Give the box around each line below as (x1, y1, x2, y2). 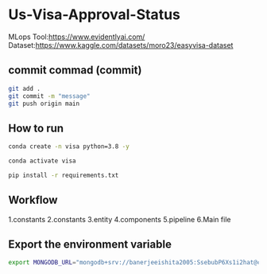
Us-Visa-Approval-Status (8, 6, 180, 24)
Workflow (8, 194, 58, 207)
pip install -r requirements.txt (8, 171, 119, 179)
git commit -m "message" (8, 92, 91, 100)
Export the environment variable (8, 237, 172, 252)
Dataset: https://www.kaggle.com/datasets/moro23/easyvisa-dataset (8, 40, 234, 49)
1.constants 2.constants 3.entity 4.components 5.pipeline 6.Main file (8, 214, 231, 224)
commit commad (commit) (8, 64, 142, 77)
